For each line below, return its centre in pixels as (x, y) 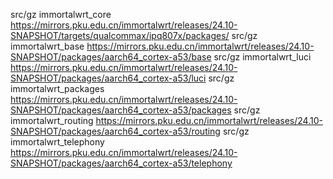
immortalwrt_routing (52, 120)
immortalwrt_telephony (57, 142)
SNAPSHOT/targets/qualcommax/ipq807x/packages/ (120, 35)
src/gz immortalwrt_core (61, 14)
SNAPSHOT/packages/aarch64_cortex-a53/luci (108, 78)
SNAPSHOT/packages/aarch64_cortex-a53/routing (115, 131)
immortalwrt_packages (57, 88)
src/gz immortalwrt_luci (262, 57)
